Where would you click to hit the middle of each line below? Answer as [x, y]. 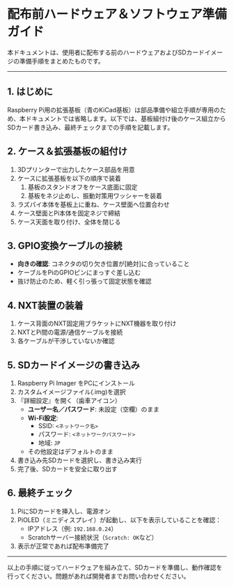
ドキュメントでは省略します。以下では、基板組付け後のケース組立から [126, 119]
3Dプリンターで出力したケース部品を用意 [76, 169]
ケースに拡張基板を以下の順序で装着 [69, 178]
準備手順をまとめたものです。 [62, 61]
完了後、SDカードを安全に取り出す [67, 469]
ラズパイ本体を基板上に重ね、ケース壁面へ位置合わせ [93, 204]
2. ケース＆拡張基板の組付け [67, 152]
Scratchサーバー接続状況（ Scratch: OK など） [93, 537]
